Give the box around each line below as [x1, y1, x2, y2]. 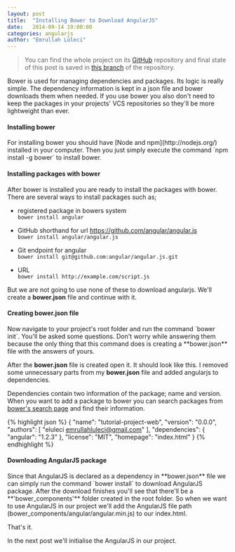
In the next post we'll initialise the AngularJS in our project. [7, 536, 177, 545]
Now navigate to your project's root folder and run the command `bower [7, 324, 215, 333]
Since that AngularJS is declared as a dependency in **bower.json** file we [7, 472, 227, 480]
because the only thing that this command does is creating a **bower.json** [7, 339, 228, 348]
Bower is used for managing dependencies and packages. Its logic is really [7, 77, 224, 85]
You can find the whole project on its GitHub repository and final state [24, 56, 227, 64]
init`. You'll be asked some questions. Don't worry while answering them [7, 332, 216, 340]
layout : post [7, 10, 46, 18]
